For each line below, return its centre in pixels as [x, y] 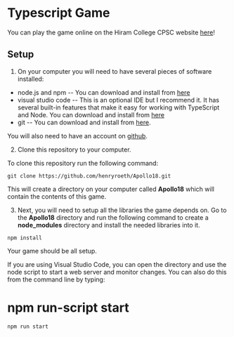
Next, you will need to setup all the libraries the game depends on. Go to [122, 210]
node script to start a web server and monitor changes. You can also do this [117, 272]
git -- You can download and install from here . [84, 122]
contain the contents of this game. [57, 196]
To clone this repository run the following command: [83, 163]
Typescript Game [59, 13]
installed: [31, 79]
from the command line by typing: [56, 279]
